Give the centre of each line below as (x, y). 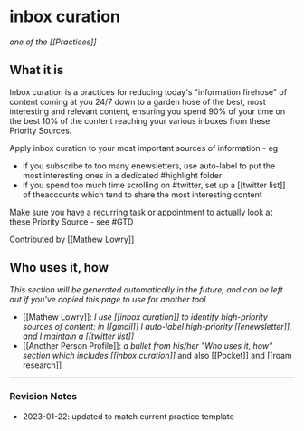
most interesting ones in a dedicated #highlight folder (122, 175)
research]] (42, 365)
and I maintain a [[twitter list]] (78, 336)
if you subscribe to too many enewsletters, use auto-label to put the (149, 166)
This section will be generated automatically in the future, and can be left (146, 289)
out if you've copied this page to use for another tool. (109, 299)
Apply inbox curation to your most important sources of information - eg (144, 148)
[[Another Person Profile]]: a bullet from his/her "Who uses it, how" (147, 345)
